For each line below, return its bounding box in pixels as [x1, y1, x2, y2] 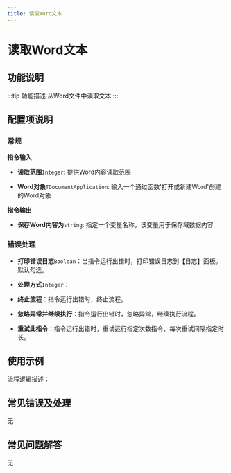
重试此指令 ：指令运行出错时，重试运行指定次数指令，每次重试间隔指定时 [17, 324, 224, 332]
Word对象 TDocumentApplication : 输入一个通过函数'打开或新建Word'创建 [17, 183, 222, 191]
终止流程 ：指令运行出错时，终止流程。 [17, 295, 127, 303]
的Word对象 [17, 191, 51, 199]
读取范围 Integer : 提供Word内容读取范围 [17, 168, 131, 177]
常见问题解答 [7, 439, 62, 451]
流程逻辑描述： [7, 375, 50, 383]
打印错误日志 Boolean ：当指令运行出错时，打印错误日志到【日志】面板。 [17, 257, 222, 265]
